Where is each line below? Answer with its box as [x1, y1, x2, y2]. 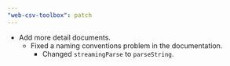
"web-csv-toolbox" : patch [7, 11, 92, 19]
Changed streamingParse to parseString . [42, 49, 174, 58]
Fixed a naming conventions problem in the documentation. [30, 40, 223, 50]
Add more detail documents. [18, 33, 111, 42]
